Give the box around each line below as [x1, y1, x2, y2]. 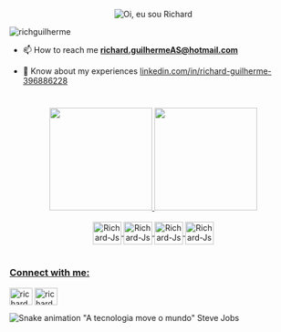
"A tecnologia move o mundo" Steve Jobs [82, 312, 240, 323]
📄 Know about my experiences [22, 66, 139, 77]
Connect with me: [9, 266, 90, 279]
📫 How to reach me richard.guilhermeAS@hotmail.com [22, 45, 239, 55]
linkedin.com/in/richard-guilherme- [140, 66, 272, 77]
